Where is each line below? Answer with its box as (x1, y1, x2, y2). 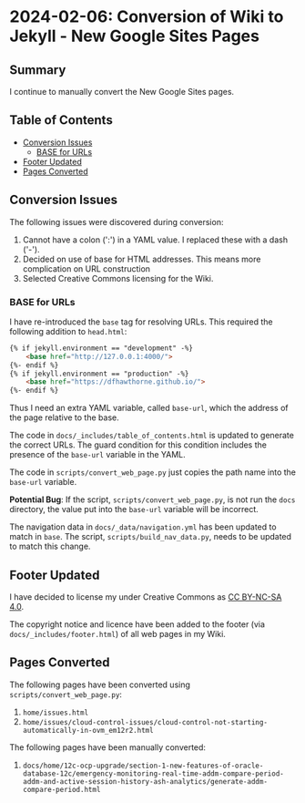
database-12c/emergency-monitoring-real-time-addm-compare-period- (22, 768, 284, 778)
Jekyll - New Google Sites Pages (9, 26, 259, 46)
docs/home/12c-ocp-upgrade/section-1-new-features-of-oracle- (22, 761, 264, 770)
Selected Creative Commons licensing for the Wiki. (22, 273, 214, 283)
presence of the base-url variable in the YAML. (9, 449, 187, 460)
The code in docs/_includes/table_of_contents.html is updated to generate (9, 430, 294, 441)
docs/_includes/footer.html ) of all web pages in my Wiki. (9, 628, 226, 639)
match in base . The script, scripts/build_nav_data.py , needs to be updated (9, 531, 292, 542)
